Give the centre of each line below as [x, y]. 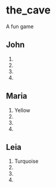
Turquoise [26, 161]
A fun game [20, 26]
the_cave [28, 10]
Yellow [22, 110]
